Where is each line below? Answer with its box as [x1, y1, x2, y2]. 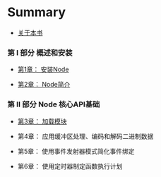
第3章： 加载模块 [17, 117, 67, 126]
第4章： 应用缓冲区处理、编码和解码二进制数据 [17, 132, 154, 140]
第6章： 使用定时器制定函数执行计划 [17, 161, 123, 170]
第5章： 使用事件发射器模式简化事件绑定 [17, 147, 136, 155]
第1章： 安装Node [17, 65, 69, 74]
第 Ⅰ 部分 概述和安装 [7, 47, 73, 57]
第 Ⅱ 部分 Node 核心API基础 [7, 99, 100, 109]
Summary [7, 4, 66, 20]
